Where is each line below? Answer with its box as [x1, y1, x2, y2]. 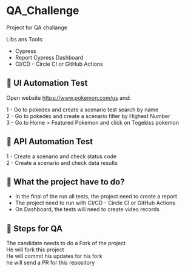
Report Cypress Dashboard [15, 54, 84, 61]
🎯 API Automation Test [6, 136, 93, 147]
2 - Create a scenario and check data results [6, 159, 118, 166]
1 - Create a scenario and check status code [6, 153, 117, 160]
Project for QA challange [6, 24, 68, 31]
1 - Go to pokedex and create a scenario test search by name [6, 106, 159, 113]
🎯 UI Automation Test [6, 78, 88, 88]
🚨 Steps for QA [6, 223, 62, 234]
